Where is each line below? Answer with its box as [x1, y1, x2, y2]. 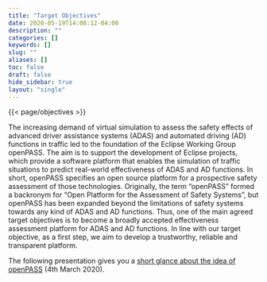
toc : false [8, 64, 44, 71]
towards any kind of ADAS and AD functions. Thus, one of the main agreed [8, 207, 253, 217]
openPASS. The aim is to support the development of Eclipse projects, [8, 148, 238, 157]
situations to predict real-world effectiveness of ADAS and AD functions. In [8, 164, 253, 175]
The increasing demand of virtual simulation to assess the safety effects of [8, 122, 253, 132]
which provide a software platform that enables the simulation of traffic [8, 156, 241, 166]
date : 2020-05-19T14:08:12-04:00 [8, 19, 119, 27]
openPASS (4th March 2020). [8, 265, 105, 274]
